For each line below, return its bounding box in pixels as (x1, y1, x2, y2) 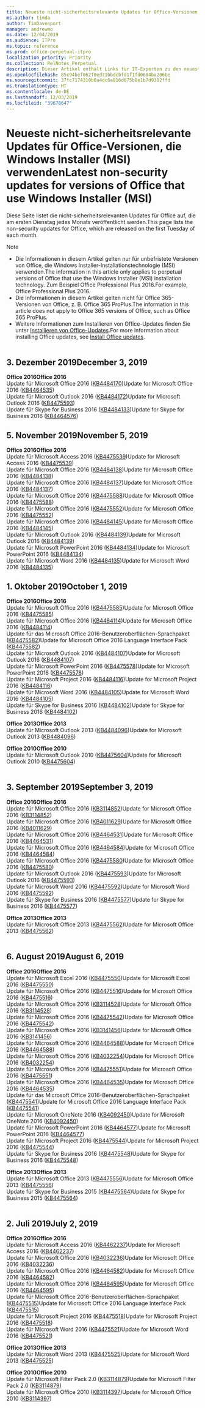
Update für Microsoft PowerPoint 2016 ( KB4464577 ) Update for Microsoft (6, 1124, 191, 1131)
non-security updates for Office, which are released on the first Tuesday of (6, 225, 195, 232)
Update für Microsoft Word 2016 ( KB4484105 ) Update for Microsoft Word (6, 689, 189, 695)
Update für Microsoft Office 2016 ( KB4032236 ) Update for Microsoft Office (6, 1254, 194, 1262)
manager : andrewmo (6, 26, 53, 32)
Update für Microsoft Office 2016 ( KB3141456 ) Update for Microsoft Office (6, 1026, 192, 1033)
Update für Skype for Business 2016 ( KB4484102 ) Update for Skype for (6, 702, 185, 709)
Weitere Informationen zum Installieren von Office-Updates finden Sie (15, 320, 191, 328)
